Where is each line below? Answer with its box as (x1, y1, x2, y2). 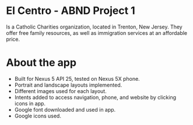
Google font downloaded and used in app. (14, 106, 116, 113)
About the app (6, 56, 77, 69)
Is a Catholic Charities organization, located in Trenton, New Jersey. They (6, 23, 183, 30)
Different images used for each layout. (14, 87, 107, 94)
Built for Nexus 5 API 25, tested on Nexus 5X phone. (14, 75, 140, 82)
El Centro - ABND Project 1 (6, 4, 135, 17)
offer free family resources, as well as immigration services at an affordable (6, 29, 188, 36)
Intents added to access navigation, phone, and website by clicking (14, 94, 177, 101)
